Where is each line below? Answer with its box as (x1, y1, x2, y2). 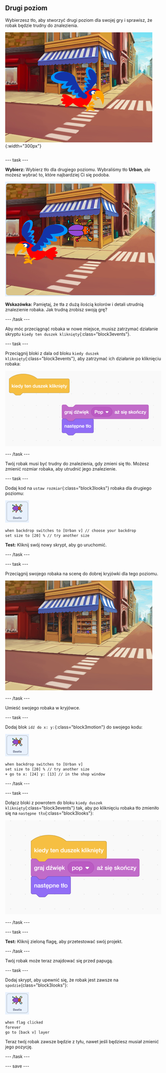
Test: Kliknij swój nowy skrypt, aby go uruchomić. (5, 541, 107, 547)
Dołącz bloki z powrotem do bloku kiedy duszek (5, 799, 103, 805)
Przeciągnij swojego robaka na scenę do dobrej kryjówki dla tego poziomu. (5, 570, 159, 577)
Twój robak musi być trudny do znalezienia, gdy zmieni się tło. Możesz (5, 461, 150, 467)
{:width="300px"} (5, 143, 42, 149)
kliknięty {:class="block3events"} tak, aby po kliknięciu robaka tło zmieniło (5, 805, 160, 811)
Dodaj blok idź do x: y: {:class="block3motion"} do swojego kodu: (5, 724, 143, 730)
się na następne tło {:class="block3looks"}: (5, 810, 94, 816)
